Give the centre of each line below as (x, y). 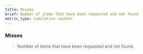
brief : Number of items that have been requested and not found (72, 14)
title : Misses (20, 9)
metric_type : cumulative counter (39, 18)
